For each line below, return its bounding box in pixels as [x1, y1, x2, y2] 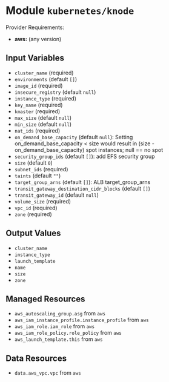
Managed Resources [5, 294, 85, 304]
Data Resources [5, 353, 67, 363]
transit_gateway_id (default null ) [14, 191, 99, 199]
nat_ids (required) [14, 127, 61, 134]
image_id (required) [14, 82, 63, 89]
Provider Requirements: [5, 24, 65, 31]
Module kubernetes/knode [5, 4, 134, 18]
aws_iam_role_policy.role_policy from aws [14, 329, 122, 337]
